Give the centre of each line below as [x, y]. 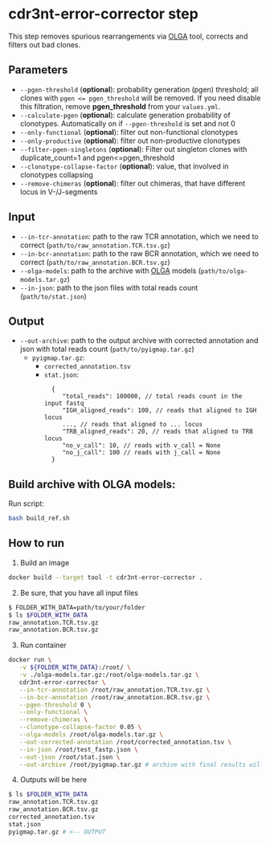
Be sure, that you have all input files [79, 593]
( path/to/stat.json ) [53, 296]
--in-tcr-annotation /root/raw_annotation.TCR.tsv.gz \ [115, 690]
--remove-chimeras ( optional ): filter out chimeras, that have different [133, 183]
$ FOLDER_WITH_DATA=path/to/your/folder [77, 607]
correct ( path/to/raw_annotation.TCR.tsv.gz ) [95, 245]
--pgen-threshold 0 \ [55, 705]
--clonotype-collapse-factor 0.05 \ [80, 728]
